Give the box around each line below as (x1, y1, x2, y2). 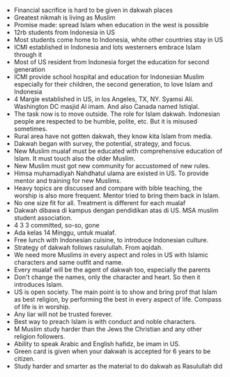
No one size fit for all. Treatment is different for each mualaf (13, 199, 186, 207)
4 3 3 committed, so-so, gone (13, 221, 100, 229)
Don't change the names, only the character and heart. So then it (13, 273, 201, 281)
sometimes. (13, 125, 47, 133)
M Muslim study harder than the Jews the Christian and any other (13, 325, 202, 333)
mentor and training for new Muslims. (13, 177, 122, 184)
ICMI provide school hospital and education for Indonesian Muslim (13, 73, 204, 81)
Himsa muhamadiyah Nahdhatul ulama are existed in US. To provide (13, 169, 209, 177)
